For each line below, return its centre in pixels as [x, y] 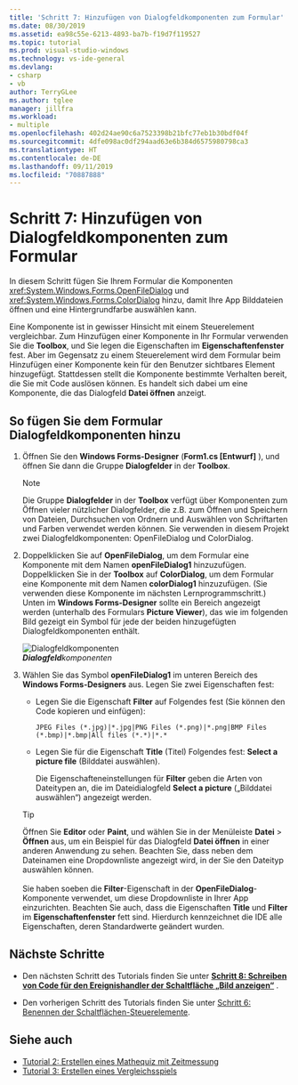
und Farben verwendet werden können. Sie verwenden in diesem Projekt [156, 529]
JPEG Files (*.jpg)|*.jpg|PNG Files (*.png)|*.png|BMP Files [151, 727]
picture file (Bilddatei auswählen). [97, 761]
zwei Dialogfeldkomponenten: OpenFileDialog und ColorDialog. [137, 538]
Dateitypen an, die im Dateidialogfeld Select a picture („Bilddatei [154, 788]
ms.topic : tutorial [45, 42]
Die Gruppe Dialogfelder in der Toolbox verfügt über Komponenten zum [155, 500]
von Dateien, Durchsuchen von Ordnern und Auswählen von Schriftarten [155, 519]
